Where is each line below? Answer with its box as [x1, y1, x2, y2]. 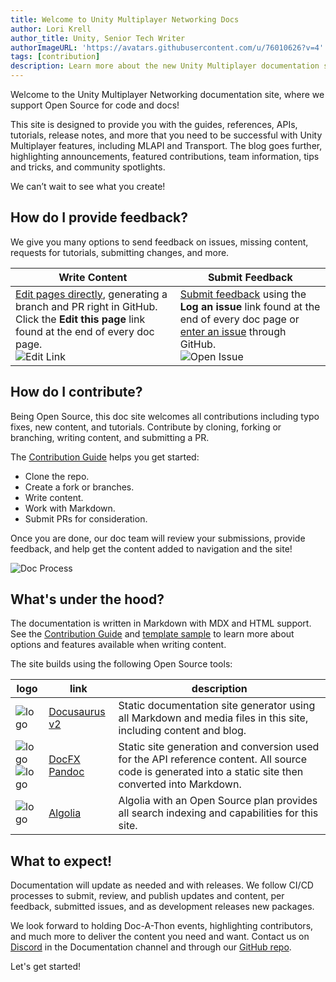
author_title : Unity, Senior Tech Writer [10, 33, 186, 43]
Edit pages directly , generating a [15, 287, 168, 301]
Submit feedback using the [179, 287, 307, 301]
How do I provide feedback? [10, 209, 188, 226]
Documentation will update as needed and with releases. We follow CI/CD [10, 879, 314, 891]
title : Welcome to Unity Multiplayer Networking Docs [10, 14, 240, 25]
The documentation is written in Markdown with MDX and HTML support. [10, 617, 312, 630]
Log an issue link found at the [179, 299, 321, 313]
